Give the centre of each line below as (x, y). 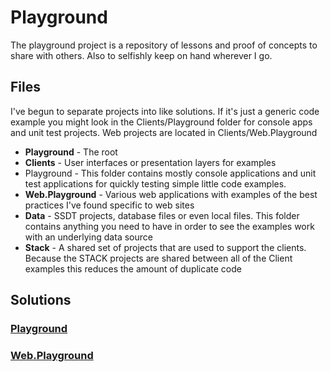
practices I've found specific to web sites (109, 205)
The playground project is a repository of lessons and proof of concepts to (164, 45)
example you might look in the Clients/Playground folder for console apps (161, 122)
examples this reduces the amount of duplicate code (133, 268)
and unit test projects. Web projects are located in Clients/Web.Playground (164, 132)
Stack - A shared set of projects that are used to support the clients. (165, 247)
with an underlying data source (88, 237)
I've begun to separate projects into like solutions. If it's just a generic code (165, 111)
